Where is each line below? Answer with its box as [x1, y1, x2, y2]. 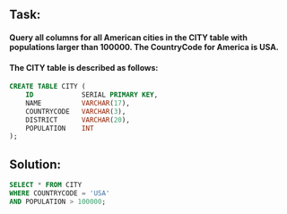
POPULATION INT [25, 124, 94, 133]
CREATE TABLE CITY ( [9, 82, 87, 91]
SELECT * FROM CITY [9, 181, 83, 190]
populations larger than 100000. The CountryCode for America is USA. [9, 41, 280, 52]
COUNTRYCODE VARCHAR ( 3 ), [25, 107, 126, 116]
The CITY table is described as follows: [9, 62, 159, 73]
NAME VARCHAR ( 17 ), [25, 98, 130, 107]
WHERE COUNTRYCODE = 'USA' [9, 189, 110, 198]
